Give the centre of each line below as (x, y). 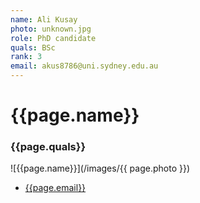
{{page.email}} (55, 188)
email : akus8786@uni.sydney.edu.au (84, 66)
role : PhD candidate (53, 38)
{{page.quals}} (48, 147)
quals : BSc (33, 47)
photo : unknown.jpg (51, 29)
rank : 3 (26, 57)
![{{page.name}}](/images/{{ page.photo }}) (100, 168)
